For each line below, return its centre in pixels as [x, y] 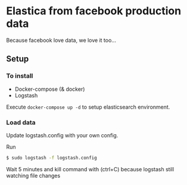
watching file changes [33, 175]
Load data [21, 122]
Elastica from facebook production [94, 11]
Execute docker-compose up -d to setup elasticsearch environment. [88, 107]
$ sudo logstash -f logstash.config [52, 158]
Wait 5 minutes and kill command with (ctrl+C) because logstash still [90, 169]
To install [20, 76]
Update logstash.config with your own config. [62, 135]
